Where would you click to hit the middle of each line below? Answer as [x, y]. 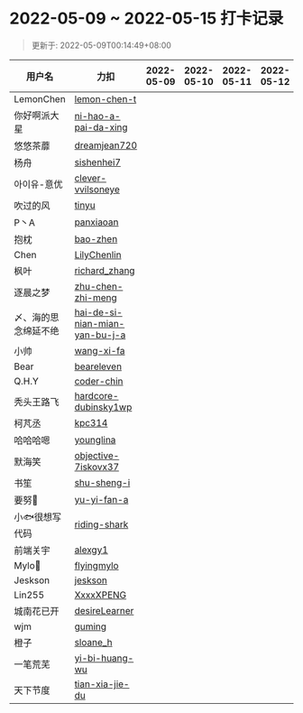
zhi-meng [96, 297]
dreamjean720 [106, 145]
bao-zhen [96, 238]
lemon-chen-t [106, 98]
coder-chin [99, 381]
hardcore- [96, 395]
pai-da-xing [101, 127]
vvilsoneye [97, 189]
